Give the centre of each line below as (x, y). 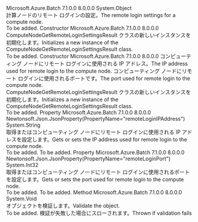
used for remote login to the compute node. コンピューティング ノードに (94, 71)
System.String (23, 125)
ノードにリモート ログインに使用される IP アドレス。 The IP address (105, 64)
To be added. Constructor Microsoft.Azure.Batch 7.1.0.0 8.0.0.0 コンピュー (96, 56)
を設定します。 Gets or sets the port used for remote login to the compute (95, 179)
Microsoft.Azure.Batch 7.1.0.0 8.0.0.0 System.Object (69, 8)
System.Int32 (22, 165)
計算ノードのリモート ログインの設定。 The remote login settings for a (91, 15)
